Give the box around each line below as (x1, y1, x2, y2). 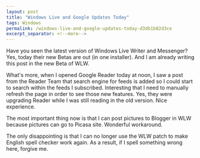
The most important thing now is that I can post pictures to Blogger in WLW (6, 114, 192, 122)
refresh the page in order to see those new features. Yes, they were (6, 91, 173, 98)
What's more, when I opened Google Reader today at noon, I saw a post (6, 72, 183, 79)
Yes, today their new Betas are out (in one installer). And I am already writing (6, 54, 195, 61)
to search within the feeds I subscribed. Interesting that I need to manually (6, 84, 189, 91)
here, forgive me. (6, 145, 48, 153)
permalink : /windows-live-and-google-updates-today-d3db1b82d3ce (6, 25, 172, 32)
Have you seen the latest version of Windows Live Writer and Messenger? (6, 47, 188, 54)
